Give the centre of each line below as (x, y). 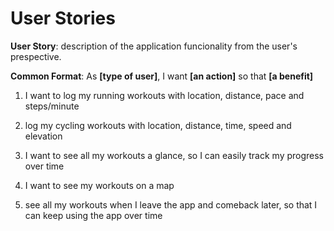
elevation (43, 136)
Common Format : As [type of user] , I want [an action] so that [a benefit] (162, 76)
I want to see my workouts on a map (99, 185)
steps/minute (52, 106)
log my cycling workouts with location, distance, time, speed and (158, 125)
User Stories (63, 18)
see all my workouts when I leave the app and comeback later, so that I (171, 204)
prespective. (36, 56)
